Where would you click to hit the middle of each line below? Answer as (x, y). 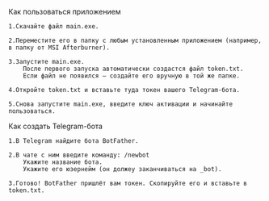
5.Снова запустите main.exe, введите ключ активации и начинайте (120, 104)
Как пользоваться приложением (65, 12)
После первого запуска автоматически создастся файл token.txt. (133, 69)
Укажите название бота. (63, 162)
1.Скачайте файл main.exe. (54, 27)
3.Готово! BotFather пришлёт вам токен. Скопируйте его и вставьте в (128, 183)
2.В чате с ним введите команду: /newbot (79, 155)
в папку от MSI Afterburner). (59, 48)
